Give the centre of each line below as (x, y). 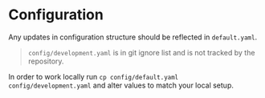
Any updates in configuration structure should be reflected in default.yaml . (133, 37)
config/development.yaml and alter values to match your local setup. (121, 85)
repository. (46, 61)
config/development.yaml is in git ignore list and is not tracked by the (141, 52)
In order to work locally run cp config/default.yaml (94, 76)
